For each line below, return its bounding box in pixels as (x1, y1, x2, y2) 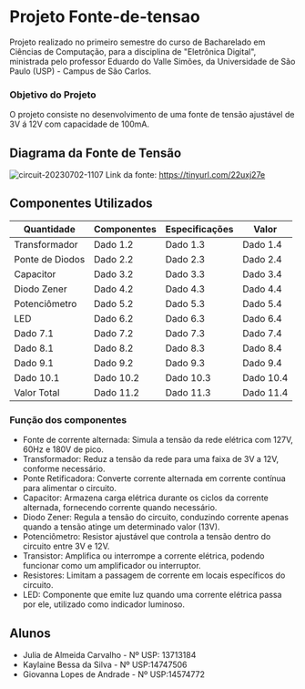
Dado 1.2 (94, 238, 134, 251)
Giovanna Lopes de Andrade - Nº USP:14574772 (22, 668, 205, 680)
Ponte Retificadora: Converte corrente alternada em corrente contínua (22, 473, 287, 484)
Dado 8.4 (242, 342, 282, 355)
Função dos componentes (9, 413, 127, 426)
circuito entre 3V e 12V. (22, 540, 110, 552)
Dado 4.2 (94, 283, 134, 295)
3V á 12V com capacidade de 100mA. (9, 118, 150, 129)
